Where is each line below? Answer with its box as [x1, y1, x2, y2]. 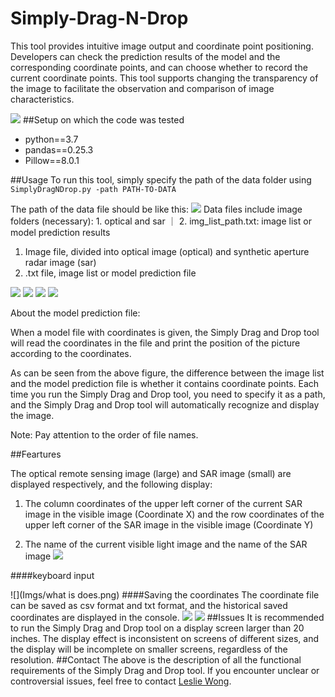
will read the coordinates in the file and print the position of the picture [10, 337, 301, 349]
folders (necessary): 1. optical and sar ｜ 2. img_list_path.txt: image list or [10, 215, 312, 227]
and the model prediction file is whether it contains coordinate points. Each [10, 377, 320, 389]
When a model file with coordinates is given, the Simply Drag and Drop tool [10, 326, 320, 338]
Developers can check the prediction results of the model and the [10, 50, 281, 62]
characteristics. [10, 93, 75, 105]
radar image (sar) [24, 256, 97, 268]
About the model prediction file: [10, 307, 141, 319]
